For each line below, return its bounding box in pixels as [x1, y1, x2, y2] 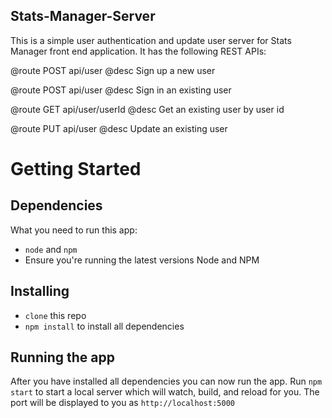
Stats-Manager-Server [10, 8, 156, 25]
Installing [10, 283, 70, 300]
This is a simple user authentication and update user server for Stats [10, 34, 292, 46]
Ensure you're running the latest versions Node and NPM [24, 254, 260, 266]
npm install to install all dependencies [24, 320, 185, 332]
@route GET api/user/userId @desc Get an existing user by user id [10, 103, 285, 115]
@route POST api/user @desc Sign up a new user [10, 64, 216, 76]
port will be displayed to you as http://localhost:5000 [10, 397, 235, 409]
